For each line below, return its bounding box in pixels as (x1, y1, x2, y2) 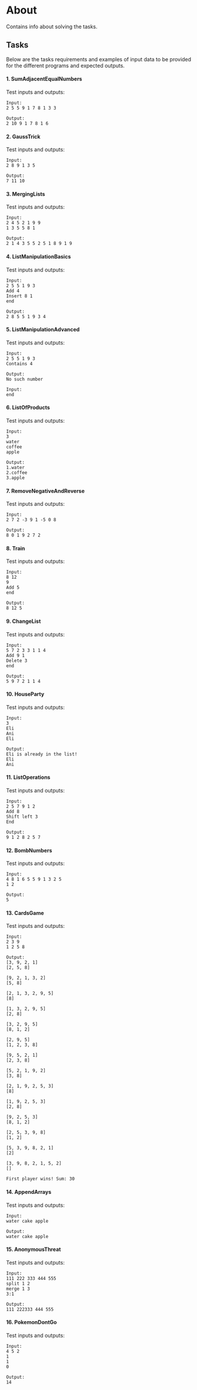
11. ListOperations (6, 774, 51, 781)
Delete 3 (6, 658, 28, 664)
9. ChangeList (6, 618, 41, 625)
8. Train (6, 545, 25, 552)
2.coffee (6, 469, 28, 476)
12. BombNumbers (6, 847, 52, 854)
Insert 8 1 (6, 293, 33, 299)
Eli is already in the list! (6, 751, 78, 757)
